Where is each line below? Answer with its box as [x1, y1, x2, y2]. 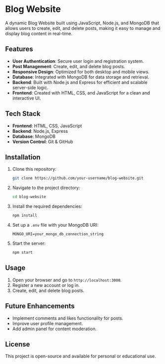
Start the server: [12, 240, 46, 246]
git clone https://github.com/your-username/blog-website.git [12, 176, 144, 181]
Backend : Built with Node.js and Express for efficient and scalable [12, 79, 148, 85]
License [5, 340, 30, 349]
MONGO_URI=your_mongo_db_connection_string [12, 232, 104, 237]
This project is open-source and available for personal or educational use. [5, 353, 156, 359]
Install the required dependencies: [12, 203, 83, 209]
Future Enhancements [5, 302, 75, 310]
